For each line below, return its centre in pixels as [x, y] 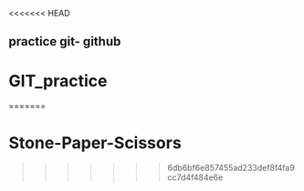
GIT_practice [58, 80]
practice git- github [65, 41]
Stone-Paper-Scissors [95, 142]
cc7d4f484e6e [195, 177]
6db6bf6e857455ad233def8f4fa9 [231, 168]
